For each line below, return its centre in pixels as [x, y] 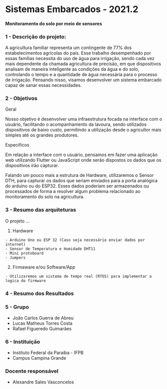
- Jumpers [16, 258]
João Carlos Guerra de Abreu [43, 318]
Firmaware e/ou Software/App [44, 267]
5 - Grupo [17, 307]
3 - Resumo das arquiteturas [41, 210]
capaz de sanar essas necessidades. [44, 85]
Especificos [17, 145]
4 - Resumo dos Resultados [39, 293]
